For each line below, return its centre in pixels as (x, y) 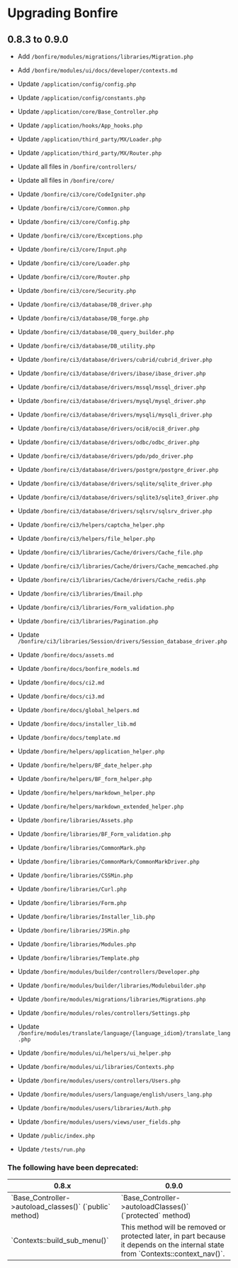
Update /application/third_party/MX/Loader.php (89, 139)
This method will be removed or (174, 1227)
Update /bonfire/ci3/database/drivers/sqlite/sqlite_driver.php (115, 483)
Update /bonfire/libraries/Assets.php (75, 820)
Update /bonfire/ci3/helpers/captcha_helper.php (91, 525)
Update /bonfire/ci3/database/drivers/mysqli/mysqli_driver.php (115, 414)
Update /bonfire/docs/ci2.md (61, 682)
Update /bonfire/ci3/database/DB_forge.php (83, 318)
